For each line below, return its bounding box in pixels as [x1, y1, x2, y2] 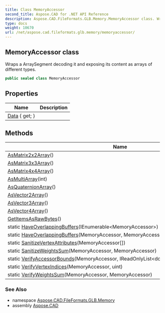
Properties [5, 89, 38, 98]
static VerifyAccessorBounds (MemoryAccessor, [7, 256, 119, 262]
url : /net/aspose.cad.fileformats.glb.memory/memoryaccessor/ [5, 30, 135, 35]
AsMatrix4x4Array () [7, 168, 54, 175]
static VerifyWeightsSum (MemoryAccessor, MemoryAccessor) [7, 271, 153, 278]
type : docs [5, 21, 27, 26]
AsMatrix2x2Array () [7, 152, 54, 158]
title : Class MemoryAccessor [5, 7, 65, 12]
